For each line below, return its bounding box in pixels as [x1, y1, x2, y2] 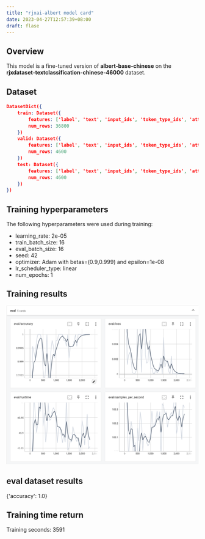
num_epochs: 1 [15, 271, 53, 279]
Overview [6, 46, 45, 56]
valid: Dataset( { [17, 136, 62, 142]
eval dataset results [6, 476, 84, 486]
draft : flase [6, 23, 40, 29]
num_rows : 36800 [28, 123, 70, 129]
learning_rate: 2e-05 [15, 232, 67, 240]
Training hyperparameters [6, 204, 109, 215]
